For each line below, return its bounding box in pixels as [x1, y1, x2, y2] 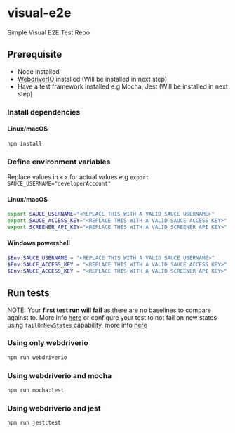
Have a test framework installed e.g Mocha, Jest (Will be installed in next [17, 82, 228, 91]
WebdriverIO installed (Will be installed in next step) [17, 75, 168, 83]
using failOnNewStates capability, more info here [7, 321, 147, 329]
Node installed [17, 67, 60, 75]
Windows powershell [7, 239, 70, 247]
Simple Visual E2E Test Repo [7, 28, 90, 37]
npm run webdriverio [7, 354, 68, 361]
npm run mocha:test [7, 387, 65, 394]
